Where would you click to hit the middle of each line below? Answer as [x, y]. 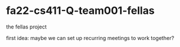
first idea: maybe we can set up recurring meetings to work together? [90, 38]
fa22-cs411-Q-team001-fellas [80, 11]
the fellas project [26, 27]
